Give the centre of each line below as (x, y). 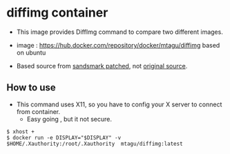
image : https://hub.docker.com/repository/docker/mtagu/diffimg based (118, 45)
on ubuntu (31, 52)
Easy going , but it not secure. (69, 119)
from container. (38, 111)
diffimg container (57, 13)
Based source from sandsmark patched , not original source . (102, 66)
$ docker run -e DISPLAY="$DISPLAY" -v (64, 137)
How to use (31, 88)
